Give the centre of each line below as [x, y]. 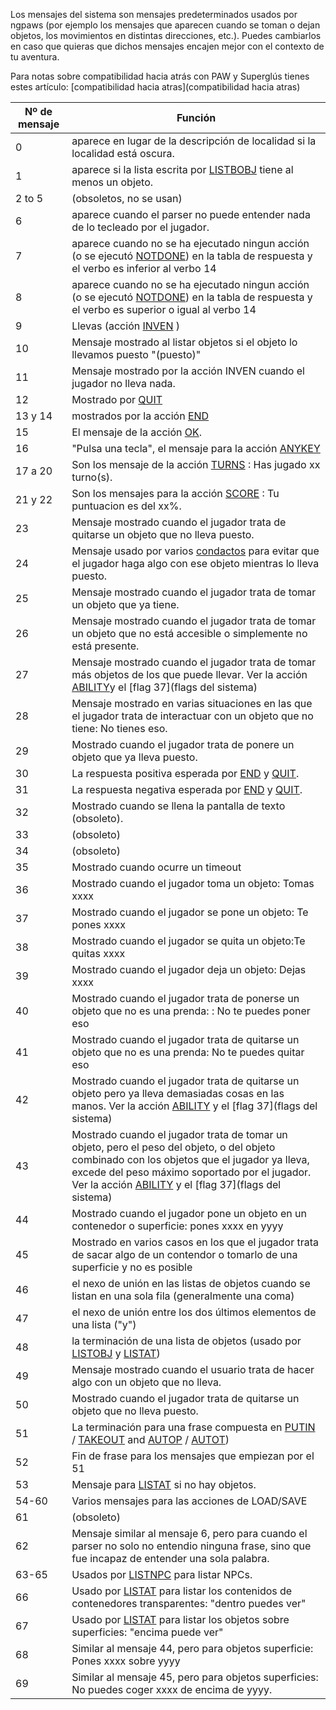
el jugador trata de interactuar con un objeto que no [192, 716]
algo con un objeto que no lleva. [146, 1382]
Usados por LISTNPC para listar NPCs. [162, 1574]
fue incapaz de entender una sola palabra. [170, 1558]
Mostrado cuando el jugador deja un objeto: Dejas [189, 969]
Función [196, 117]
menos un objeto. [112, 182]
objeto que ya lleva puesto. [134, 757]
